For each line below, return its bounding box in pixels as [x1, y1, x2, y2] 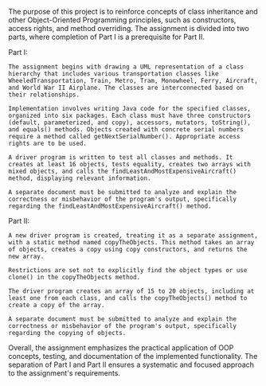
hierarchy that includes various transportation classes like [8, 70, 219, 78]
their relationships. [8, 91, 80, 99]
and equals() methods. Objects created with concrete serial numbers [8, 126, 244, 134]
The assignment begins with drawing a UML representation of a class [8, 63, 244, 71]
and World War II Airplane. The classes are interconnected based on [8, 84, 244, 92]
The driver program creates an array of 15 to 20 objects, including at [8, 287, 255, 295]
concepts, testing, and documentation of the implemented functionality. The [8, 352, 258, 361]
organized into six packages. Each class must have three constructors [8, 111, 251, 119]
